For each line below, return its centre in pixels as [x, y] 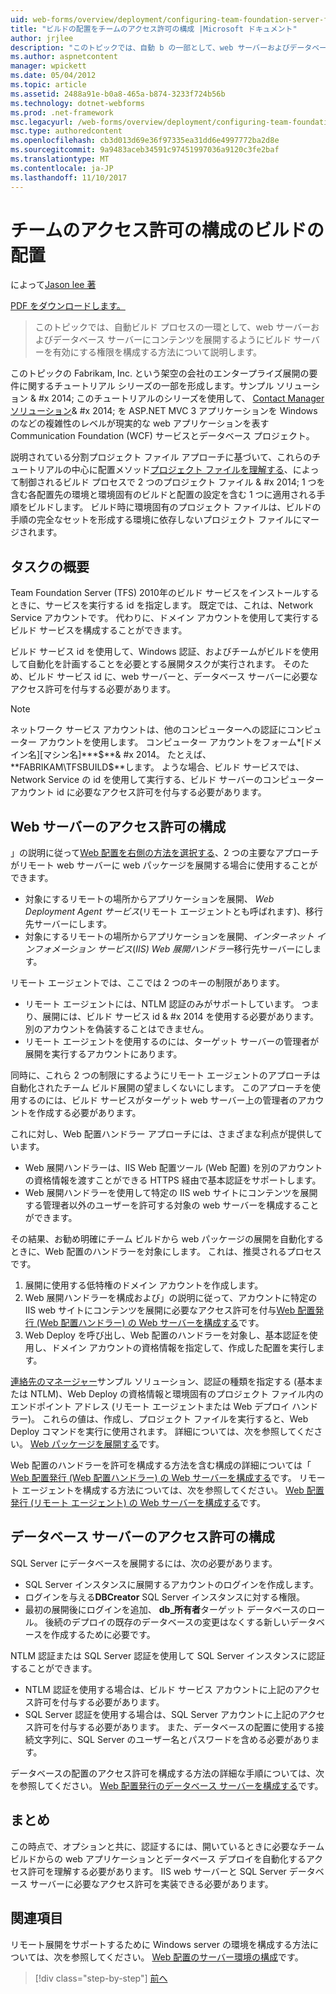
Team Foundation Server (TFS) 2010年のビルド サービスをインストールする [165, 593]
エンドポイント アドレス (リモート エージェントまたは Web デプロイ [150, 1407]
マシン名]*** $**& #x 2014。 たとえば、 [127, 755]
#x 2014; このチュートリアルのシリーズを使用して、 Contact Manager [181, 398]
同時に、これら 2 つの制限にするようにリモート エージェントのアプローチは [165, 1075]
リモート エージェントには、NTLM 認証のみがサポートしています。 [162, 1004]
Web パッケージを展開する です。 [97, 1444]
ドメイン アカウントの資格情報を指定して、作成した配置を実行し [184, 1348]
